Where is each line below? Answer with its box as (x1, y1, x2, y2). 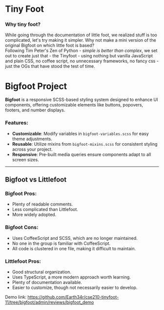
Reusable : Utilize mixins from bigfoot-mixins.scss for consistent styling (12, 141, 158, 147)
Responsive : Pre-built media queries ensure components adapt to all (12, 151, 151, 157)
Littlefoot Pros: (5, 258, 41, 264)
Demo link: (5, 294, 27, 300)
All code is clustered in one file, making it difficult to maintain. (12, 245, 136, 251)
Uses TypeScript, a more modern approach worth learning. (12, 274, 131, 280)
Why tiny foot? (5, 21, 41, 28)
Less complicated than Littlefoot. (12, 207, 78, 212)
